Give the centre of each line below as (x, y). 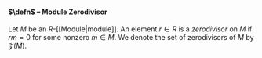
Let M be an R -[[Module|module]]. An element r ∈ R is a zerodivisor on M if (130, 29)
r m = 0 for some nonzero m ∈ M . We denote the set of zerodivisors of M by (131, 38)
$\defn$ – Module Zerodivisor (58, 12)
